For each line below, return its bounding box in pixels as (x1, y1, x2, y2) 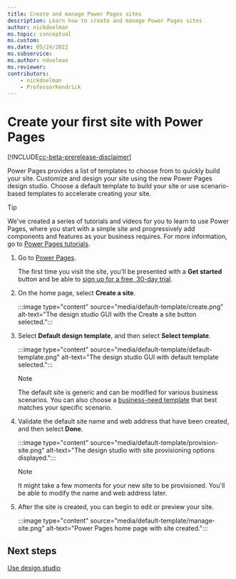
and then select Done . (17, 425, 83, 434)
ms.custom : (7, 37, 40, 44)
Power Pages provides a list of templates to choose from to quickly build (7, 167, 220, 175)
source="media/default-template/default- (90, 345, 212, 354)
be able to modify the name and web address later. (17, 489, 168, 498)
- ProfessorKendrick (20, 83, 81, 91)
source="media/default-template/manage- (90, 516, 216, 525)
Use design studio (7, 564, 61, 572)
